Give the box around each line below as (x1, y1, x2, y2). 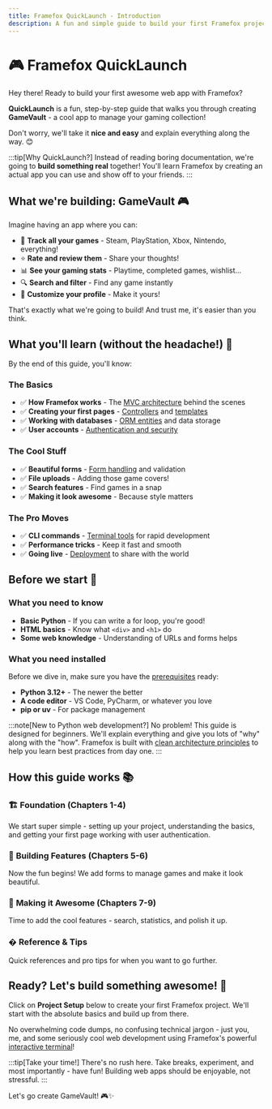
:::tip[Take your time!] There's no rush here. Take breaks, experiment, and (8, 1058, 254, 1068)
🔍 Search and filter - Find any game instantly (19, 277, 174, 288)
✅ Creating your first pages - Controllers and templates (19, 406, 208, 416)
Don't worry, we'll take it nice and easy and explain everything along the (8, 128, 250, 138)
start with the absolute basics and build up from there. (8, 1009, 189, 1019)
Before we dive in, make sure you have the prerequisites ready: (8, 671, 219, 681)
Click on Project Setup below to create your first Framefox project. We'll (8, 1000, 249, 1010)
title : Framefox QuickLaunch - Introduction (8, 11, 161, 20)
